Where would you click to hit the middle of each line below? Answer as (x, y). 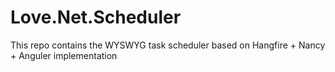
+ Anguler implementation (64, 55)
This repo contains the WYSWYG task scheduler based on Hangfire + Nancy (168, 45)
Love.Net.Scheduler (96, 17)
